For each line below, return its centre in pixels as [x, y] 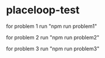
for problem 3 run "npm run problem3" [53, 48]
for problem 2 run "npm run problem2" [53, 37]
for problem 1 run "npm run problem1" [52, 26]
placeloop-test [43, 10]
